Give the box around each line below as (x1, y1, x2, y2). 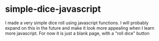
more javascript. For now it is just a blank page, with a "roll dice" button (5, 30, 150, 36)
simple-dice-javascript (5, 3, 101, 15)
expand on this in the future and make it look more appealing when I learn (5, 25, 155, 31)
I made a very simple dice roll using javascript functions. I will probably (5, 20, 149, 26)
